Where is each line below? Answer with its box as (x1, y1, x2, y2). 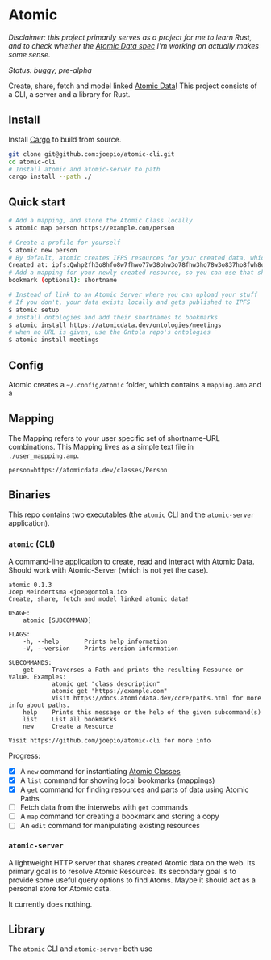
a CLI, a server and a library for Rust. (8, 89, 131, 99)
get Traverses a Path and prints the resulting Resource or (23, 666, 244, 674)
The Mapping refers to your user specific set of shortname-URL (8, 433, 220, 442)
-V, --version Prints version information (23, 645, 179, 653)
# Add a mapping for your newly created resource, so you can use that (8, 269, 254, 277)
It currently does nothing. (8, 899, 93, 909)
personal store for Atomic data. (8, 883, 111, 893)
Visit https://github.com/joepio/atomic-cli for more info (8, 736, 211, 745)
